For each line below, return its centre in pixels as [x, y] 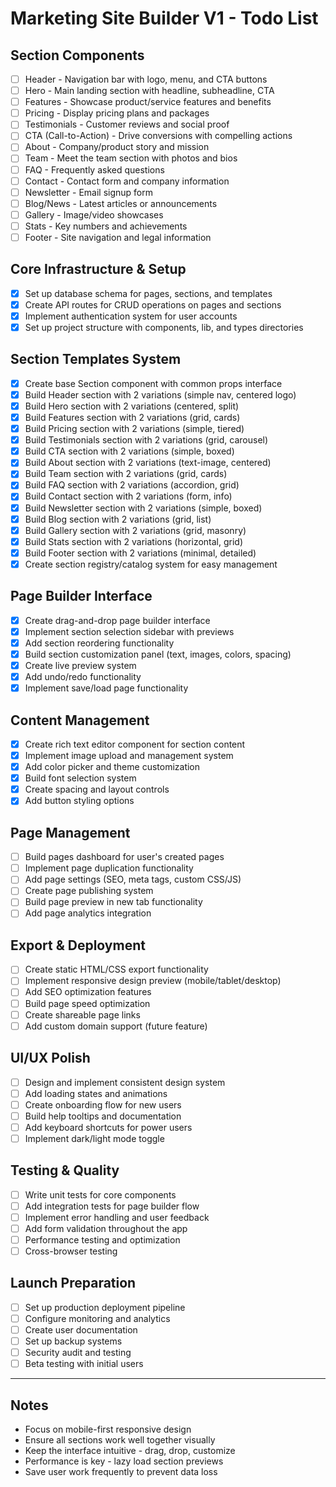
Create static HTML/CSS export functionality [116, 969]
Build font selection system [80, 778]
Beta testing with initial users [84, 1364]
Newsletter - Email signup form [89, 192]
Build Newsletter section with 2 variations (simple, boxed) [143, 508]
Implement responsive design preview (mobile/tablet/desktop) [153, 981]
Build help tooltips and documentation [103, 1116]
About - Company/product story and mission [117, 147]
